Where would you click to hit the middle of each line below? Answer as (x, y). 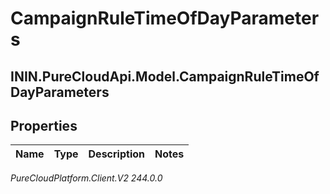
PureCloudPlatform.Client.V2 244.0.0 (86, 178)
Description (116, 154)
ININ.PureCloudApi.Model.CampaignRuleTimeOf (165, 76)
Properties (44, 125)
